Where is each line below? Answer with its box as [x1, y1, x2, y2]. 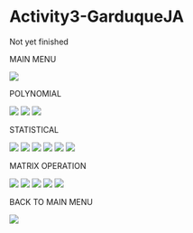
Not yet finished [9, 36, 69, 47]
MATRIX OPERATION [9, 160, 87, 171]
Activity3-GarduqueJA [9, 6, 185, 27]
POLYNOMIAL [9, 88, 61, 98]
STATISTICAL [9, 124, 60, 135]
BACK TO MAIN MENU [9, 196, 93, 207]
